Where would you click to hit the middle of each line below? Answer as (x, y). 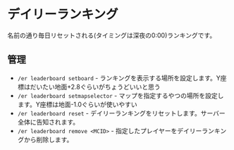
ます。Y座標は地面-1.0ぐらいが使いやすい (77, 104)
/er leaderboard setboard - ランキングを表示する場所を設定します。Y (119, 77)
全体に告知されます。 (48, 122)
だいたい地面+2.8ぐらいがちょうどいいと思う (95, 87)
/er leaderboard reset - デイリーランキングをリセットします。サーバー (121, 113)
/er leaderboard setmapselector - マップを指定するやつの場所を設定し (121, 95)
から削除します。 (48, 139)
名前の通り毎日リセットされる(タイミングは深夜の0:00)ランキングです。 (112, 35)
